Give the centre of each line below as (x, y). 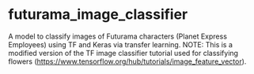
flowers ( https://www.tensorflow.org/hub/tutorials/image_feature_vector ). (127, 61)
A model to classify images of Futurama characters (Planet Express (118, 36)
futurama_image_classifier (98, 15)
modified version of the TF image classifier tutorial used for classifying (123, 53)
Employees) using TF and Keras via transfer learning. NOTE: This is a (121, 44)
